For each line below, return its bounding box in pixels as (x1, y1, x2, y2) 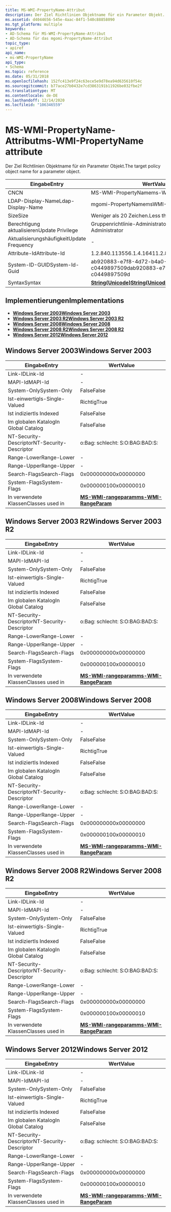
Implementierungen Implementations (5, 297, 125, 305)
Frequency (8, 241, 34, 249)
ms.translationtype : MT (5, 88, 56, 93)
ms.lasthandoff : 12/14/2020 (5, 98, 65, 103)
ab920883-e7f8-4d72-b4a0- (91, 258, 167, 265)
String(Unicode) (91, 279, 131, 286)
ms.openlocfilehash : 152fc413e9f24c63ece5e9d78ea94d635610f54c (5, 79, 142, 84)
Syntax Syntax (8, 279, 41, 286)
